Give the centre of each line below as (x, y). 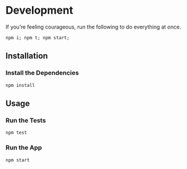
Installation (27, 56)
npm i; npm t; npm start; (37, 37)
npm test (16, 133)
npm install (20, 85)
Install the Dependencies (42, 73)
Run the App (24, 148)
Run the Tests (26, 120)
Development (39, 10)
